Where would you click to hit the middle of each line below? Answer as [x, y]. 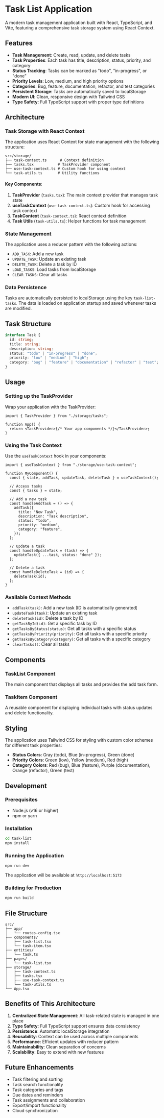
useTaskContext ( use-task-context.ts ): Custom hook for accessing [81, 205]
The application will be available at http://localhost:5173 [63, 875]
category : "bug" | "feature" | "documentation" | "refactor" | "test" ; [84, 363]
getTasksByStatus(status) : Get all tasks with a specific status [74, 629]
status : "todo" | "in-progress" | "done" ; [53, 353]
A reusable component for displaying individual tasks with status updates [79, 708]
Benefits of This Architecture [50, 1004]
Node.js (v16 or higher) [35, 810]
